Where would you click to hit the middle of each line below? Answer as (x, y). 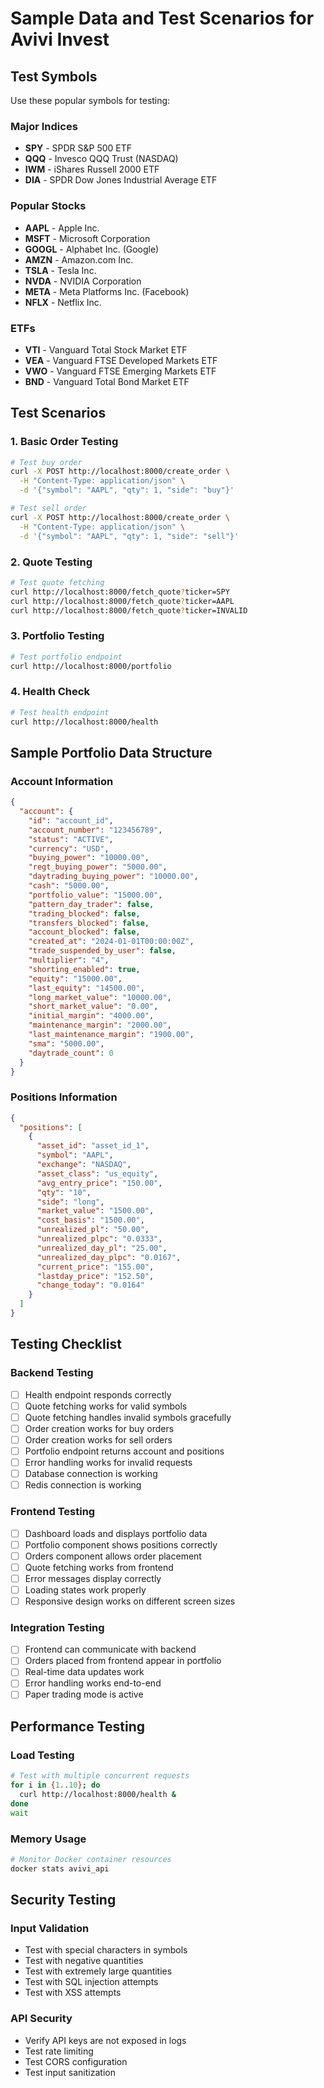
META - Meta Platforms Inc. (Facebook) (107, 291)
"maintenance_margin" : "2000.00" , (100, 1025)
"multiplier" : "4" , (69, 960)
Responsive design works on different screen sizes (130, 1601)
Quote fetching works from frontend (99, 1567)
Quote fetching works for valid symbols (106, 1406)
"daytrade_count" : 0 (71, 1053)
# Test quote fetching (57, 582)
